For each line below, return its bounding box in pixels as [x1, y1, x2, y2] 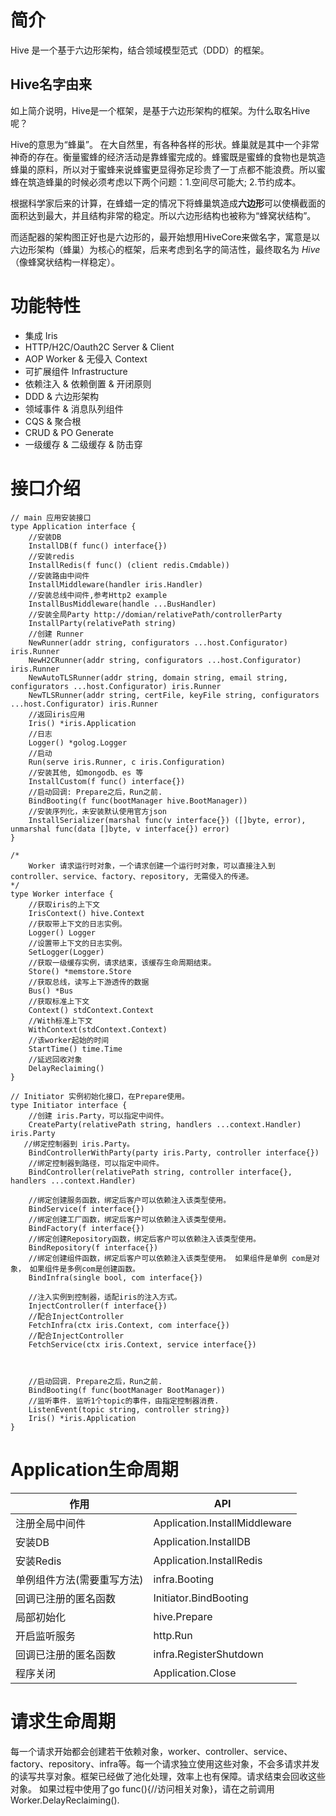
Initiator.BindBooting [153, 1591, 249, 1605]
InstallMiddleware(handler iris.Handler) [28, 579, 203, 590]
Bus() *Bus [28, 986, 74, 996]
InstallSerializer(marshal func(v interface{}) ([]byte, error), [28, 815, 307, 825]
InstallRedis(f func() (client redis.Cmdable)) [28, 560, 230, 570]
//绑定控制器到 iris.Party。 [23, 1139, 135, 1149]
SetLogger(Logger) [28, 947, 105, 957]
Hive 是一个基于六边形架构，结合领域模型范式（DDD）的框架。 [10, 44, 270, 56]
